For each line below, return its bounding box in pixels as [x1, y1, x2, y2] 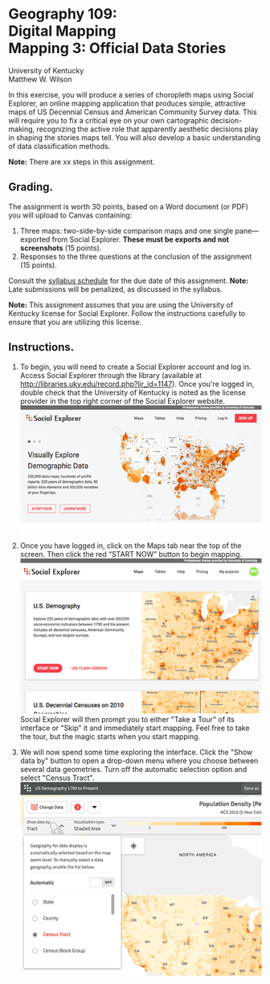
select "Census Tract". [19, 773, 95, 783]
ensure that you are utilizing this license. [8, 317, 142, 326]
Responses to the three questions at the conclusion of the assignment [19, 251, 252, 261]
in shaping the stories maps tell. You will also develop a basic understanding [8, 132, 261, 142]
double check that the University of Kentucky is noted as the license [19, 388, 247, 397]
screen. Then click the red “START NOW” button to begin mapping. [19, 550, 243, 559]
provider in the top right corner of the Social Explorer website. [19, 396, 225, 405]
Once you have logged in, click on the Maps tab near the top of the [19, 541, 242, 550]
